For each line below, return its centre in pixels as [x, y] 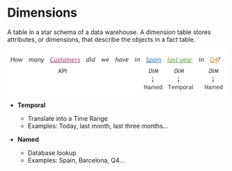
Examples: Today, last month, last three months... [98, 126]
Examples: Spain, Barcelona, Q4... [76, 161]
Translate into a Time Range [68, 119]
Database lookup [52, 153]
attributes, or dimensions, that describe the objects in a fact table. [101, 39]
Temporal [32, 105]
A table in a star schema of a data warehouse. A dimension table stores [109, 32]
